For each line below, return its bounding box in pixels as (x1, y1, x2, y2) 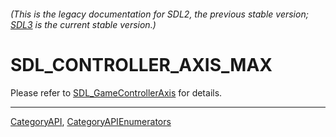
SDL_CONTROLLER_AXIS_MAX (10, 53, 273, 76)
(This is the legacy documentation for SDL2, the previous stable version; (10, 8, 309, 20)
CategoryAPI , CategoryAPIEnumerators (10, 115, 172, 127)
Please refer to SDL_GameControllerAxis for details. (10, 86, 223, 99)
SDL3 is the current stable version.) (10, 18, 157, 30)
